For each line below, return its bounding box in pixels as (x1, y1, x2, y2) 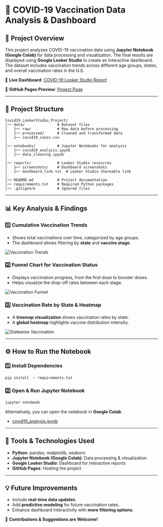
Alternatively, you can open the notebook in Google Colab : (5, 408, 123, 415)
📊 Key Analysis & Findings (5, 204, 87, 213)
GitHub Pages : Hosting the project (12, 465, 81, 471)
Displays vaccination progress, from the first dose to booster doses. (12, 274, 148, 280)
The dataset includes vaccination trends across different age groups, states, (5, 63, 158, 68)
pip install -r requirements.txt (5, 375, 73, 380)
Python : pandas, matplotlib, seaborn (12, 450, 86, 456)
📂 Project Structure (5, 105, 64, 113)
